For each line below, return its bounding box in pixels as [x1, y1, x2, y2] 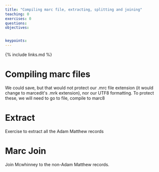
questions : [5, 20, 27, 26]
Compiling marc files [5, 69, 91, 80]
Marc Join [5, 146, 46, 156]
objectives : [5, 25, 29, 30]
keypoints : [5, 38, 27, 43]
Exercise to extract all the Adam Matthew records [5, 128, 104, 134]
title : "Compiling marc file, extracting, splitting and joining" [5, 7, 142, 12]
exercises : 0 [5, 16, 32, 21]
